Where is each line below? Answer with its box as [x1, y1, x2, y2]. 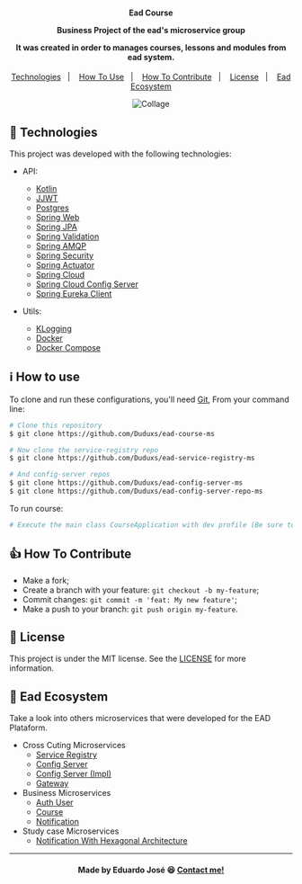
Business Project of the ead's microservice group [57, 24, 245, 35]
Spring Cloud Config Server [35, 279, 139, 290]
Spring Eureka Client [35, 289, 112, 299]
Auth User [35, 797, 74, 808]
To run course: [9, 503, 64, 513]
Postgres [35, 202, 69, 213]
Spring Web [35, 212, 80, 223]
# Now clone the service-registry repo [9, 445, 159, 454]
